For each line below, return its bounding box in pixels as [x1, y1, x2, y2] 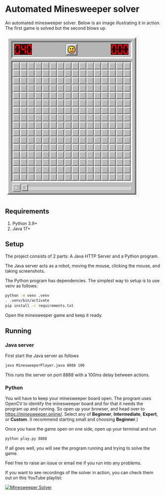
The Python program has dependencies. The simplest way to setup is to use [5, 277, 160, 283]
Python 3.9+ [12, 220, 38, 226]
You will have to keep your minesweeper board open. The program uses [5, 396, 152, 402]
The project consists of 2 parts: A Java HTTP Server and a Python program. [5, 253, 159, 259]
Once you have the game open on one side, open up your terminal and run [5, 426, 157, 432]
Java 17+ [12, 225, 31, 231]
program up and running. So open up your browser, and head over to [5, 406, 145, 412]
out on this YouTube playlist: [5, 475, 63, 481]
